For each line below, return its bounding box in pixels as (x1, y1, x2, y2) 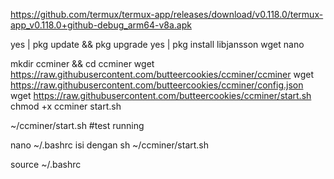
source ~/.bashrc (10, 159, 82, 170)
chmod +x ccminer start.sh (10, 100, 122, 112)
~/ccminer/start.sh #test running (10, 120, 145, 131)
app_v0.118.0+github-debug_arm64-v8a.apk (10, 19, 192, 31)
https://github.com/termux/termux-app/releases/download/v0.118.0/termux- (10, 9, 324, 20)
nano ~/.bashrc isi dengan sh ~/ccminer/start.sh (10, 139, 210, 151)
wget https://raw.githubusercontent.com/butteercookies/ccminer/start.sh (10, 90, 312, 101)
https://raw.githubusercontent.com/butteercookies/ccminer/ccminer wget (10, 69, 314, 80)
